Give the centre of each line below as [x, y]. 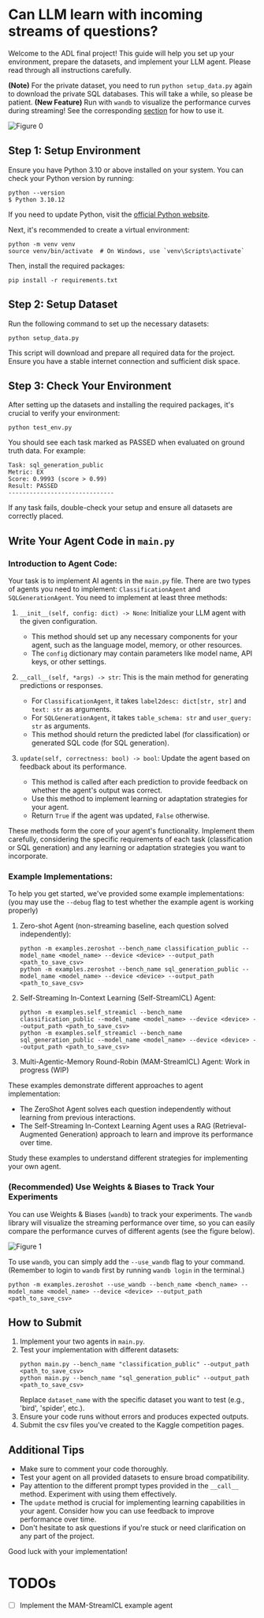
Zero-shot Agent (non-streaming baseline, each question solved [124, 926]
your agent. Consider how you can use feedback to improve [117, 1511]
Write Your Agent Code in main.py [91, 541]
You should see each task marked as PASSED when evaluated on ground [126, 442]
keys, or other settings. [69, 662]
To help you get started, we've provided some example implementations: [126, 894]
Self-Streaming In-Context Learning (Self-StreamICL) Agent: [118, 998]
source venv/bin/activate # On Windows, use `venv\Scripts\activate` [126, 251]
